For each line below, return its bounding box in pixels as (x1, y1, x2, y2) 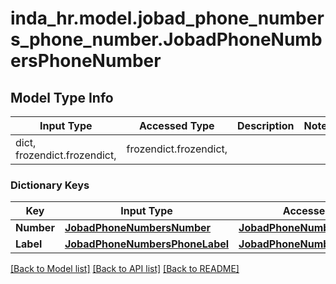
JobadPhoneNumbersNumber (64, 221, 212, 235)
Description (237, 119, 295, 132)
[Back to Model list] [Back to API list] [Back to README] (10, 263, 240, 275)
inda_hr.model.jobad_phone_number (10, 7, 325, 30)
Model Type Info (10, 89, 114, 106)
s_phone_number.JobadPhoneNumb (10, 28, 323, 51)
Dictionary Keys (10, 178, 90, 192)
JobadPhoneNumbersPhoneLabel (64, 237, 230, 251)
